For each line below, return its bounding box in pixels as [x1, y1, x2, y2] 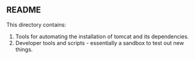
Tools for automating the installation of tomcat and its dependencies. [15, 33, 189, 40]
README [6, 5, 41, 15]
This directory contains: [6, 21, 66, 28]
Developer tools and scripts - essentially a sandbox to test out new [15, 39, 184, 46]
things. [15, 46, 33, 53]
